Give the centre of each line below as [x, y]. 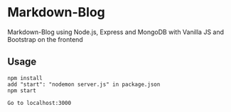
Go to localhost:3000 [39, 103]
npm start [22, 90]
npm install [25, 78]
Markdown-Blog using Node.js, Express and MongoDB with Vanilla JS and [116, 32]
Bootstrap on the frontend [45, 39]
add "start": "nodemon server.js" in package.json [84, 84]
